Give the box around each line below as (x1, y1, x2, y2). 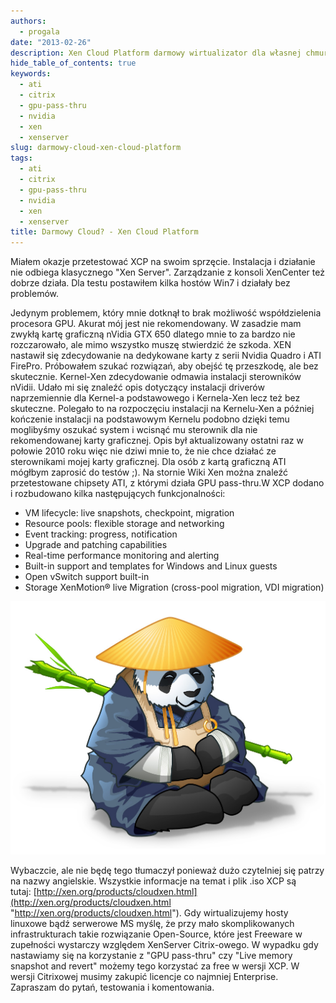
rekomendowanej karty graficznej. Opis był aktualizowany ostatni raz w (10, 435, 304, 447)
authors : (10, 16, 47, 26)
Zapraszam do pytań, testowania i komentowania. (10, 981, 215, 993)
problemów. (10, 288, 59, 300)
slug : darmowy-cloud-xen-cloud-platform (10, 143, 182, 153)
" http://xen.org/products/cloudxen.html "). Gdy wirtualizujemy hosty (10, 906, 289, 919)
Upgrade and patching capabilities (24, 539, 168, 551)
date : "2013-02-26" (10, 37, 92, 47)
